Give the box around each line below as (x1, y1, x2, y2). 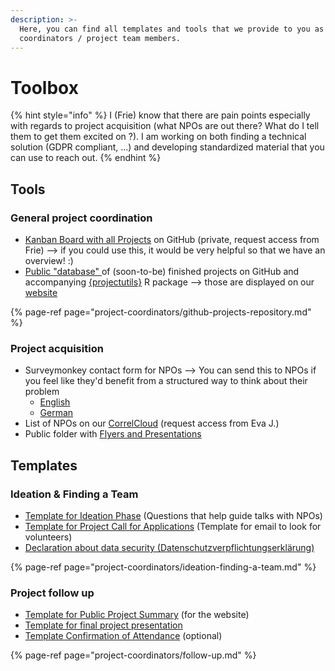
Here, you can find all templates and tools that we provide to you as (19, 24, 325, 34)
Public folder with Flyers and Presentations (24, 428, 202, 440)
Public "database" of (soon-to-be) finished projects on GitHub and (24, 266, 300, 277)
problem (24, 386, 60, 398)
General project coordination (10, 211, 153, 225)
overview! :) (24, 255, 74, 266)
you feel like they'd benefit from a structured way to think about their (24, 375, 308, 387)
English (39, 396, 71, 408)
